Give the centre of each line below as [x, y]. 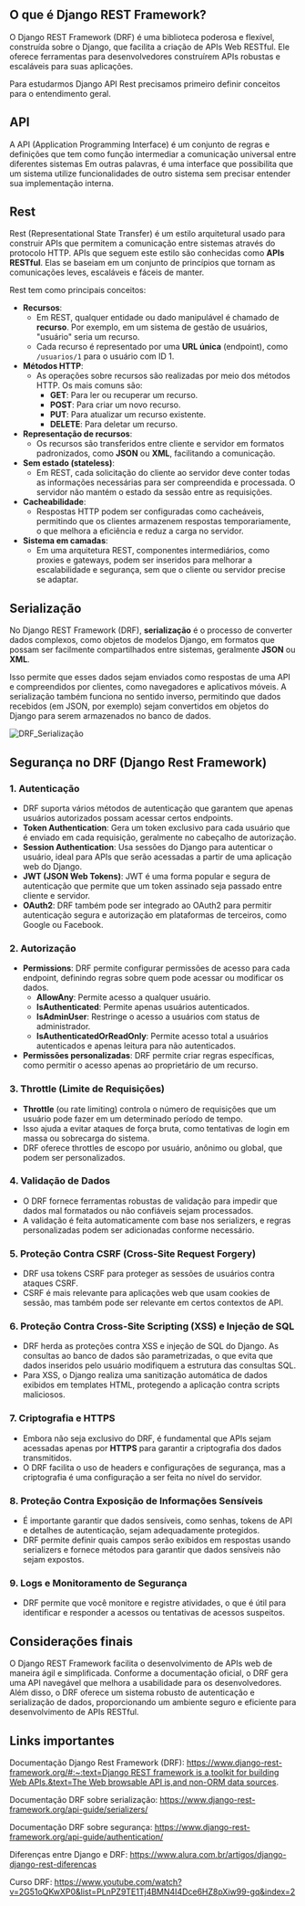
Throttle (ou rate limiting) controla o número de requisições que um [149, 1109]
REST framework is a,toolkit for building [205, 1772]
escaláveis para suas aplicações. [71, 66]
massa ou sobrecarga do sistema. [86, 1138]
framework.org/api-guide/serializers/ [79, 1809]
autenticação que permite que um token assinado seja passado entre [152, 886]
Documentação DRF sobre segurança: [81, 1827]
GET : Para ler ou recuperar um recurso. [124, 395]
